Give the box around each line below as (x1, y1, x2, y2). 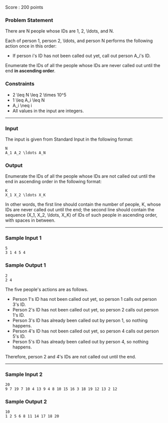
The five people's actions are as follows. (5, 286, 88, 292)
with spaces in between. (5, 217, 56, 223)
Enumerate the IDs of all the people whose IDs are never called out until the (5, 63, 160, 69)
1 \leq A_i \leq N (12, 97, 45, 103)
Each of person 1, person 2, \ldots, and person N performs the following (5, 38, 153, 44)
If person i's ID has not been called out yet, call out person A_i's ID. (12, 53, 151, 59)
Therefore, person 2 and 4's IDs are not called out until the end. (5, 353, 136, 359)
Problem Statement (5, 17, 53, 24)
